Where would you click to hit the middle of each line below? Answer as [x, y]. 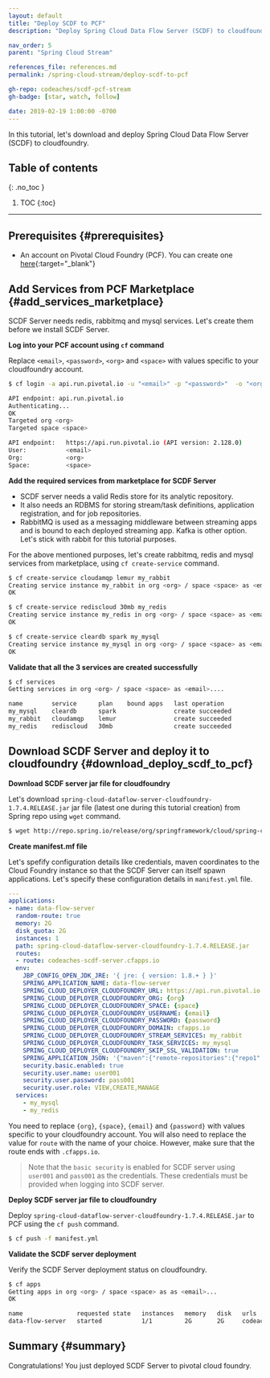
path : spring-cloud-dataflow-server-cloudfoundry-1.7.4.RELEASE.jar [133, 946]
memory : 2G [34, 923]
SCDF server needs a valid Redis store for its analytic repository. [127, 496]
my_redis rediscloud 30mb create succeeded [120, 726]
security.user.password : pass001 [79, 1080]
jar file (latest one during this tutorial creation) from [156, 807]
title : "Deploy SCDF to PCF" [57, 23]
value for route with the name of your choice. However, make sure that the [132, 1142]
